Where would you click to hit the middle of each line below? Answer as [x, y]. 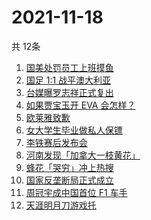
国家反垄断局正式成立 [69, 180]
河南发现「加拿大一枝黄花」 [83, 155]
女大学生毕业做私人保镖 [74, 130]
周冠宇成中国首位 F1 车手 [76, 192]
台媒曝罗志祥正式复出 [69, 92]
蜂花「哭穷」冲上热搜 [69, 167]
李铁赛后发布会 [56, 142]
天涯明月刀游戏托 [61, 205]
